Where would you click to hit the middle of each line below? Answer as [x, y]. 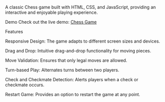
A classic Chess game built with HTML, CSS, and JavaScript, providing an [81, 7]
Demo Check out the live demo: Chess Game [51, 22]
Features [14, 31]
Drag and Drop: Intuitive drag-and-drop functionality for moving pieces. [78, 51]
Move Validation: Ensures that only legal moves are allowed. [66, 60]
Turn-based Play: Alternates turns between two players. [62, 70]
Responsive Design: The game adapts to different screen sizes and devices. [82, 41]
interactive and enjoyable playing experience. [52, 12]
